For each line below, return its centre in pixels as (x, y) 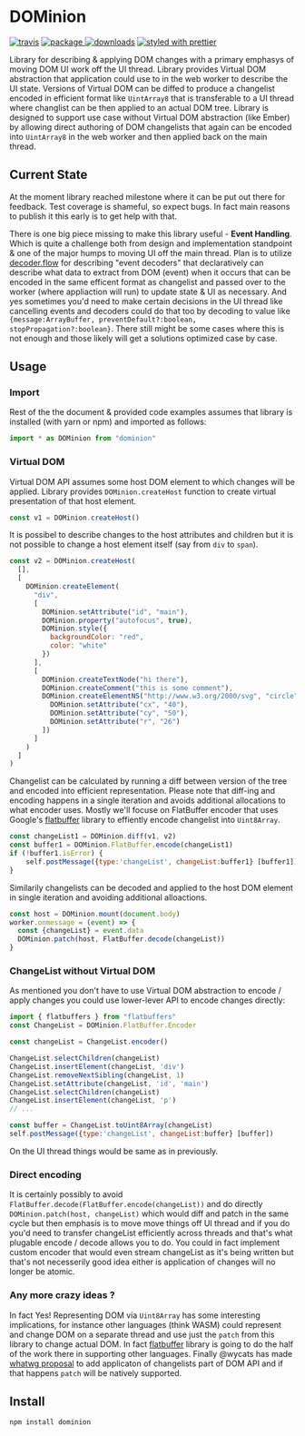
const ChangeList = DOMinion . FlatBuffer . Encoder (103, 1025)
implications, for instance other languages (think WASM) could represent (145, 1324)
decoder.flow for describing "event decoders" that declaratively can (137, 262)
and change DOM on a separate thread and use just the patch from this (142, 1334)
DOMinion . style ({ (74, 629)
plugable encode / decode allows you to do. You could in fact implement (145, 1243)
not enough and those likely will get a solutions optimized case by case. (144, 338)
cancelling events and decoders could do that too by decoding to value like (150, 311)
